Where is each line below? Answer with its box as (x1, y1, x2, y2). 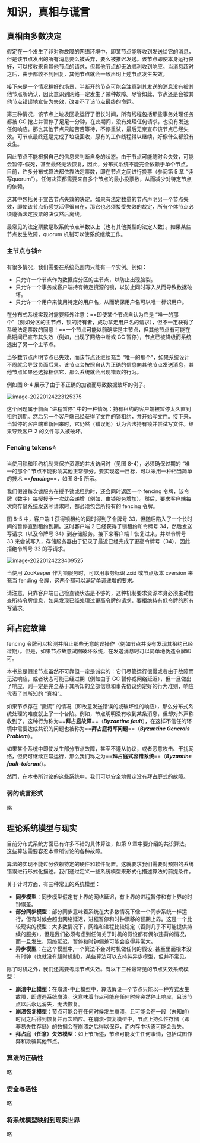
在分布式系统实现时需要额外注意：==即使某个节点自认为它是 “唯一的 (7, 311, 174, 318)
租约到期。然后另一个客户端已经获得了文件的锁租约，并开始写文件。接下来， (7, 413, 194, 420)
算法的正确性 (7, 1054, 44, 1062)
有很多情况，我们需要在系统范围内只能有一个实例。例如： (7, 264, 147, 271)
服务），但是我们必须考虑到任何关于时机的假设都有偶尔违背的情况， (26, 930, 190, 937)
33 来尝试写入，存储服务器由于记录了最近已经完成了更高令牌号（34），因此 (7, 537, 191, 544)
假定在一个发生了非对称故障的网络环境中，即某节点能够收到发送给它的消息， (7, 48, 194, 55)
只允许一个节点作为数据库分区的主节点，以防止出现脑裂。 (15, 276, 156, 283)
